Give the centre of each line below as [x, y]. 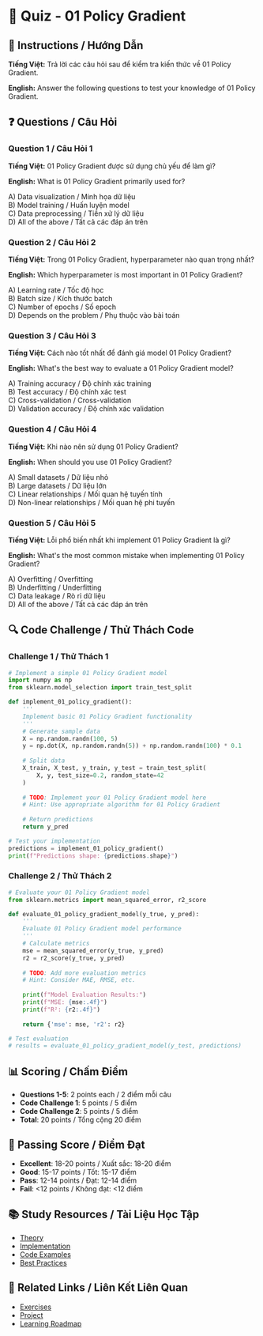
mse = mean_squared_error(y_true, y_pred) [93, 951]
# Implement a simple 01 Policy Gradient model [88, 673]
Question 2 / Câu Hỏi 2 [52, 242]
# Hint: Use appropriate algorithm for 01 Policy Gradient [122, 805]
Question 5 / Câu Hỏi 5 [52, 523]
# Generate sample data [62, 731]
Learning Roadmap [51, 1323]
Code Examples [45, 1254]
